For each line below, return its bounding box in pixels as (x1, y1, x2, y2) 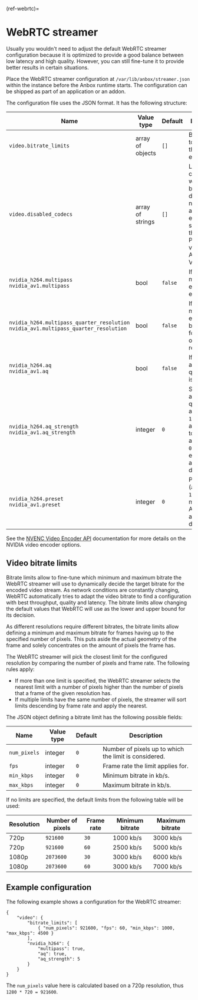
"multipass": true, (37, 946, 85, 952)
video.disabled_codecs (9, 210, 72, 218)
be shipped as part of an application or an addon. (6, 88, 126, 95)
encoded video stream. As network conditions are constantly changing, (6, 586, 180, 593)
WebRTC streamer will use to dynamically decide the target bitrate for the (6, 580, 184, 587)
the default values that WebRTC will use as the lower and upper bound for (6, 605, 186, 612)
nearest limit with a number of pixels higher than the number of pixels (14, 683, 184, 690)
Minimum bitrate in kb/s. (103, 771, 170, 779)
